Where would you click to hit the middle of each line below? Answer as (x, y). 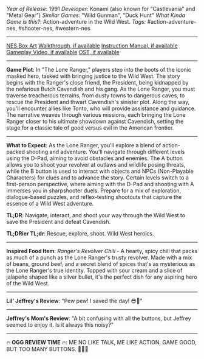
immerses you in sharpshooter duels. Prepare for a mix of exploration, (94, 190)
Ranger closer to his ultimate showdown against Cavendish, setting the (95, 121)
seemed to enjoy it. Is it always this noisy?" (60, 325)
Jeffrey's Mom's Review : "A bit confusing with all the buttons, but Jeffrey (99, 318)
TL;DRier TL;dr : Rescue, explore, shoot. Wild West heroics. (80, 233)
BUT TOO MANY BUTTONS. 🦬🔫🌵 (47, 349)
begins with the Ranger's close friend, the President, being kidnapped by (97, 82)
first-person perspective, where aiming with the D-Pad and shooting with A (100, 184)
